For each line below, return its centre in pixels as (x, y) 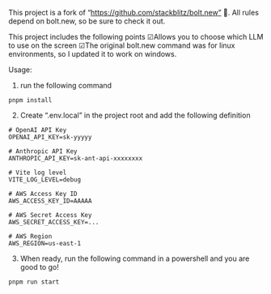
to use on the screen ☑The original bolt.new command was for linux (122, 45)
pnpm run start (34, 282)
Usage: (20, 70)
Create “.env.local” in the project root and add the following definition (135, 115)
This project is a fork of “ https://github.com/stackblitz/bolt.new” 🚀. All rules (133, 13)
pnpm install (30, 100)
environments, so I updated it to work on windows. (93, 54)
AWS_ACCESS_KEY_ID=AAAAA (50, 201)
